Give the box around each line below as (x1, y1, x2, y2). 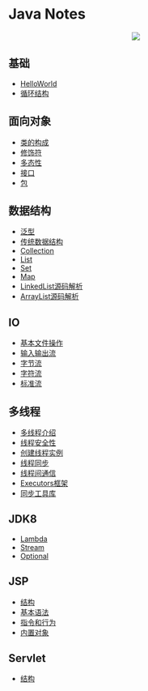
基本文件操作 (19, 338, 63, 348)
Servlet (8, 651, 46, 665)
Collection (19, 246, 54, 256)
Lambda (19, 534, 48, 544)
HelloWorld (19, 79, 57, 88)
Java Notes (8, 5, 87, 23)
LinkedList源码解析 (19, 281, 83, 292)
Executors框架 (19, 479, 69, 488)
